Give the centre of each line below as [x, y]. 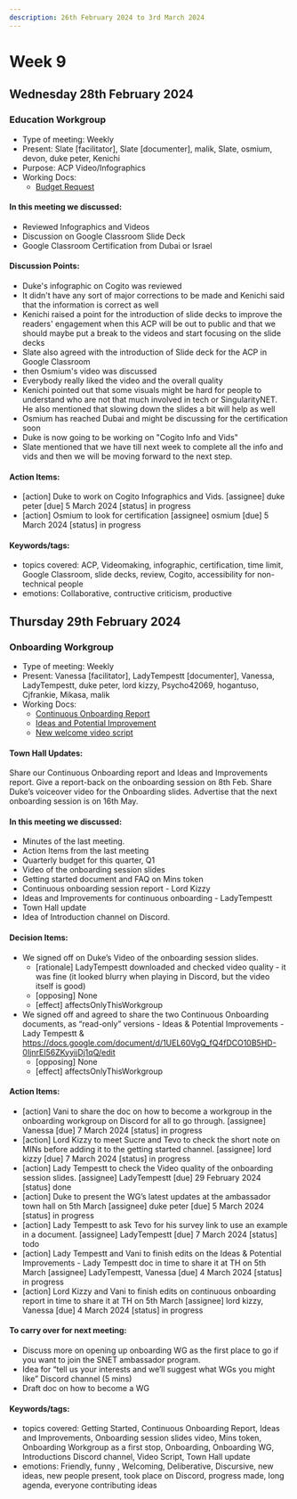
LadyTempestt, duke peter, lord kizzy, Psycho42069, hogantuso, [140, 685]
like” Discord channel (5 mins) [77, 1379]
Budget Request [65, 186]
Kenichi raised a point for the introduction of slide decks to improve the [152, 314]
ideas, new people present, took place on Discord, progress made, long [153, 1476]
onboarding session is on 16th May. [74, 801]
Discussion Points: [44, 266]
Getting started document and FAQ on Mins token [113, 880]
